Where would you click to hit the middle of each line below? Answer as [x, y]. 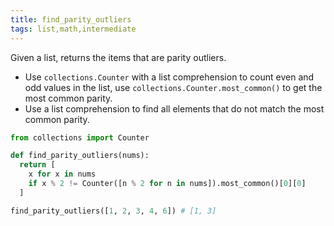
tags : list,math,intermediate [73, 29]
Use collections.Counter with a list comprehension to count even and [169, 77]
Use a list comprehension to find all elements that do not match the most [174, 108]
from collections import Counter [80, 137]
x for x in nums [62, 174]
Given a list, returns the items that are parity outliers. [118, 57]
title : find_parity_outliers [71, 19]
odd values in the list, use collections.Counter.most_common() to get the [173, 87]
